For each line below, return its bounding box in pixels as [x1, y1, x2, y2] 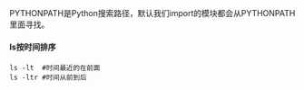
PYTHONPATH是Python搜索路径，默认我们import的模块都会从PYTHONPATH [9, 8, 296, 18]
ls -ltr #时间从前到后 [9, 73, 87, 83]
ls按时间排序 [9, 41, 56, 52]
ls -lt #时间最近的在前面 [9, 64, 101, 73]
